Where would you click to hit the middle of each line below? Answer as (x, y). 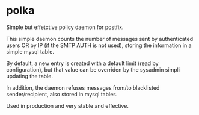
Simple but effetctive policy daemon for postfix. (65, 27)
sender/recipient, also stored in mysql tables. (62, 94)
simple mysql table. (30, 51)
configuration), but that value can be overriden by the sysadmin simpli (93, 69)
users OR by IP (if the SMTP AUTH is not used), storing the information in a (99, 45)
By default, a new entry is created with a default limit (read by (82, 63)
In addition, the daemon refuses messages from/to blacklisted (83, 87)
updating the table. (29, 76)
